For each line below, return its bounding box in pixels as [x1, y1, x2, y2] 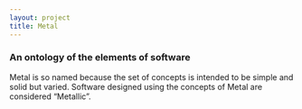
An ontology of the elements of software [9, 51, 191, 64]
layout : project [9, 13, 71, 23]
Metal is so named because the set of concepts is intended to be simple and [9, 71, 294, 82]
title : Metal [9, 22, 59, 31]
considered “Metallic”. [9, 91, 92, 102]
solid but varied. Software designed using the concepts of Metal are [9, 81, 263, 92]
